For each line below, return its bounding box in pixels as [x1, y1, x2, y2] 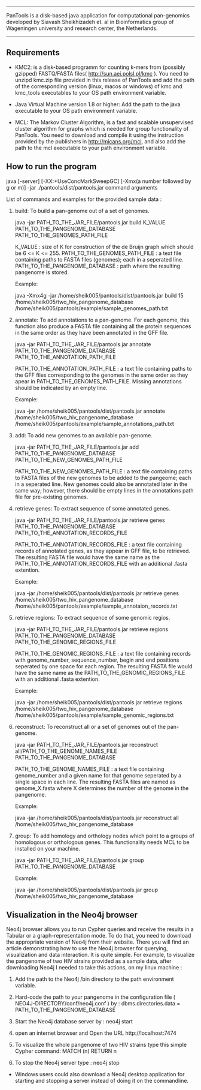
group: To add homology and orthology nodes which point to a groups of [14, 832, 194, 839]
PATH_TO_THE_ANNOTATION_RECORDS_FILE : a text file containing [14, 541, 182, 548]
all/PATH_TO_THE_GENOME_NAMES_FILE [14, 747, 118, 755]
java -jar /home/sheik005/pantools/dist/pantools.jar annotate [14, 407, 166, 415]
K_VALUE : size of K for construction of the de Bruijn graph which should [14, 243, 194, 250]
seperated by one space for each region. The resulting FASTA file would [14, 662, 193, 669]
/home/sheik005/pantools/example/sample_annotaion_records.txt [14, 602, 178, 609]
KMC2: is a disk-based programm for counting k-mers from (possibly [14, 64, 185, 71]
